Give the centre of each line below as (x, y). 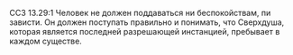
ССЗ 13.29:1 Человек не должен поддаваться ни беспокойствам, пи (140, 13)
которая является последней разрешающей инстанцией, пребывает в (145, 31)
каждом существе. (46, 41)
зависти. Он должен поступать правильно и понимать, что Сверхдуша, (147, 22)
